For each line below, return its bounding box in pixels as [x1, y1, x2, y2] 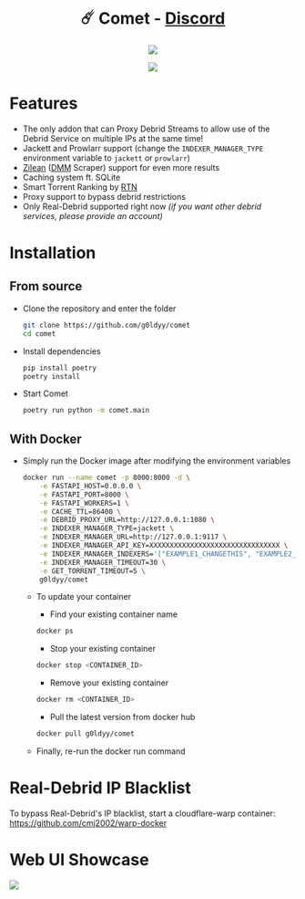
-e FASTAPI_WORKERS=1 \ [39, 498, 129, 507]
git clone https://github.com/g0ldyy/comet [22, 320, 191, 329]
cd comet [22, 329, 56, 339]
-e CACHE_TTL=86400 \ [39, 507, 121, 517]
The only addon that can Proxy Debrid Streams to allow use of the [22, 123, 270, 134]
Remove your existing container [49, 677, 169, 688]
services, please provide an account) [22, 210, 164, 221]
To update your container [36, 591, 132, 602]
